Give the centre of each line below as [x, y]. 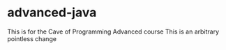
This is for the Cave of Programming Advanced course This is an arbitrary [113, 32]
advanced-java [52, 13]
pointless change [32, 38]
